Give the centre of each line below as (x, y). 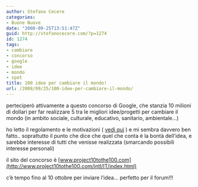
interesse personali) (30, 148)
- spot (14, 78)
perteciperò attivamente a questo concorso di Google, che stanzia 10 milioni (99, 105)
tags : (13, 45)
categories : (21, 17)
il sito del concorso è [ (33, 160)
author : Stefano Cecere (35, 12)
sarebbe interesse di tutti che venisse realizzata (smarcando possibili (90, 142)
